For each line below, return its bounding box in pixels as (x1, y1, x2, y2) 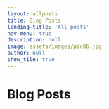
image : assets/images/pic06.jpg (7, 43, 102, 50)
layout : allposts (7, 10, 58, 18)
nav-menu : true (7, 30, 52, 37)
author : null (7, 50, 46, 57)
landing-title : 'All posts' (7, 23, 90, 30)
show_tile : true (7, 56, 55, 63)
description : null (7, 37, 61, 44)
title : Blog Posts (7, 17, 61, 24)
